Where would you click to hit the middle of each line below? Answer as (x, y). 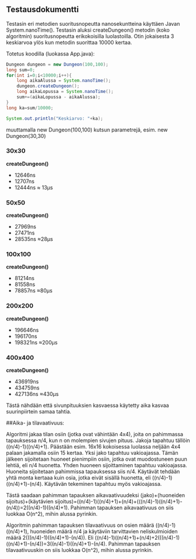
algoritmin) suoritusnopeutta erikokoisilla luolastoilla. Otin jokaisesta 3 (90, 36)
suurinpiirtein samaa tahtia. (39, 412)
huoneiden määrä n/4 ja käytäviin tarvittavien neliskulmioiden (104, 532)
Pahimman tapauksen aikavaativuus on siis (122, 508)
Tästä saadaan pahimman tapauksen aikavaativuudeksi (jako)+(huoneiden (96, 495)
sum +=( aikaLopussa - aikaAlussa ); (59, 97)
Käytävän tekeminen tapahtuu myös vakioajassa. (103, 484)
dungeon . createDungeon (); (48, 86)
